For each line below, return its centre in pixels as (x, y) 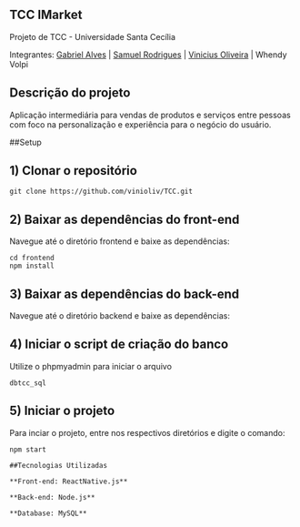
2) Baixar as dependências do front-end (125, 219)
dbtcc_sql (28, 383)
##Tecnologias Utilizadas (58, 465)
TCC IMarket (46, 15)
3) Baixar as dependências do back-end (125, 294)
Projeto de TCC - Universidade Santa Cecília (92, 36)
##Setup (26, 142)
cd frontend (32, 258)
